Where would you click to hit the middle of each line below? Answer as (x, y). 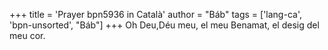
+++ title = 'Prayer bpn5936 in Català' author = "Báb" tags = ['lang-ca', (155, 14)
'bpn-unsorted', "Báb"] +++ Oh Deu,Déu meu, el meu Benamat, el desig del (164, 25)
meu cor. (27, 35)
